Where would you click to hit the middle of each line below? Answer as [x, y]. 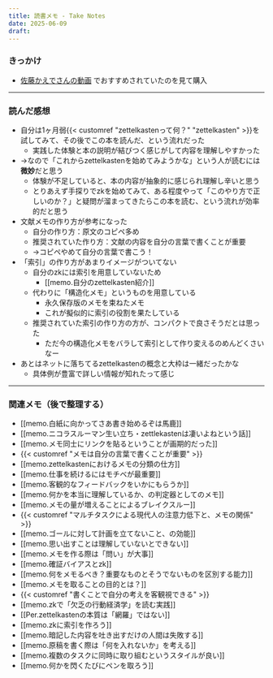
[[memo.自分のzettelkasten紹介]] [100, 282]
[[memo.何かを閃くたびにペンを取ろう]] [87, 666]
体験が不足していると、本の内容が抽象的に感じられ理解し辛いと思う [146, 180]
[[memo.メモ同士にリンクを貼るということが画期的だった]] [119, 444]
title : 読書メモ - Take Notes [57, 16]
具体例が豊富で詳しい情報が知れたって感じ [103, 374]
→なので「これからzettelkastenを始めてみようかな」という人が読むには [140, 160]
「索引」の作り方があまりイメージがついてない [98, 261]
